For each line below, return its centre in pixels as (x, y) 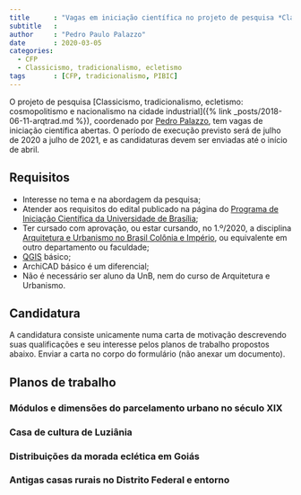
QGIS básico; (47, 256)
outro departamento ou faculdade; (86, 247)
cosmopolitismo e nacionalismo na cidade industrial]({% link (120, 111)
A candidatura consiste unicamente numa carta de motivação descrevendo (148, 335)
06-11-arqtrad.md (42, 120)
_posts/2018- (258, 111)
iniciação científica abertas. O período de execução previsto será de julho (145, 130)
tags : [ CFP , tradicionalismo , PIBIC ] (94, 76)
